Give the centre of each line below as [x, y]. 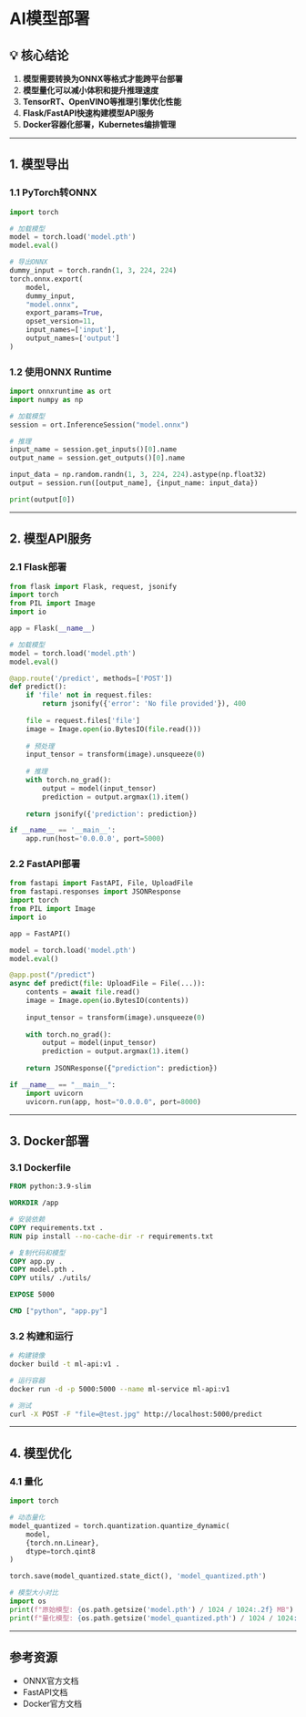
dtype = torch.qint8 [61, 1551]
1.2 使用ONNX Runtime [61, 372]
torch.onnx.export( [46, 279]
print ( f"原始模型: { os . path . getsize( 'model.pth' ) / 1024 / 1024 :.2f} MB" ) [152, 1609]
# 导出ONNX [29, 262]
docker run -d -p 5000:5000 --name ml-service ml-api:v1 [120, 1389]
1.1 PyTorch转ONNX [53, 192]
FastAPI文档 [45, 1692]
